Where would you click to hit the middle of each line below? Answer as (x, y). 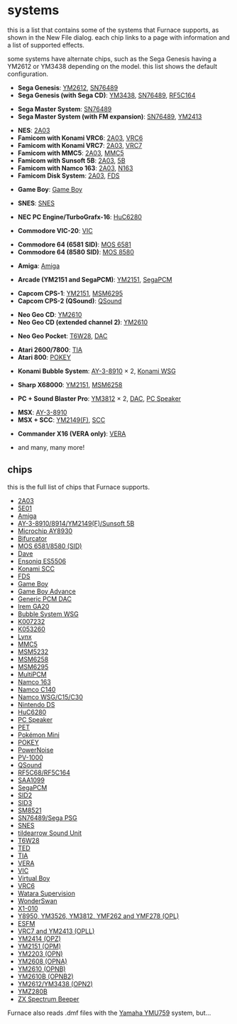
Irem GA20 (33, 606)
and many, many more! (51, 447)
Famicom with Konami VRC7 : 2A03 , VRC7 (80, 145)
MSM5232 (33, 652)
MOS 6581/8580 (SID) (50, 546)
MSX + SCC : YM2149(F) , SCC (61, 420)
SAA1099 (31, 780)
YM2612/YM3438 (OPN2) (55, 983)
